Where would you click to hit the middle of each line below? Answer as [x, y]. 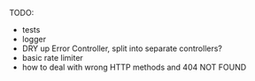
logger [34, 39]
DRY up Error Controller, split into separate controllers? [122, 48]
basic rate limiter [53, 58]
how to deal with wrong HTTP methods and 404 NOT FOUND [134, 67]
